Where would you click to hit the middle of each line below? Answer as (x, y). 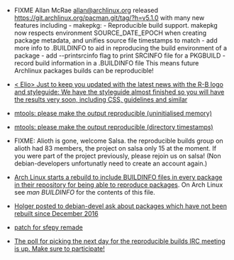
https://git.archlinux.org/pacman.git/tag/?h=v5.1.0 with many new (109, 18)
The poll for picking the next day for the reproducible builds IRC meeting (119, 241)
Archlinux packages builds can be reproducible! (84, 71)
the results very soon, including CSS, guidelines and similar (101, 99)
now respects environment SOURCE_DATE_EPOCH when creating (110, 33)
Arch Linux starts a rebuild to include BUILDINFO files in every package (118, 177)
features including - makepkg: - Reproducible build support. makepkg (116, 25)
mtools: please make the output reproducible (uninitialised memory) (113, 113)
